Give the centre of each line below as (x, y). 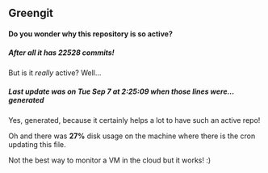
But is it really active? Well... (55, 73)
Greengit (31, 13)
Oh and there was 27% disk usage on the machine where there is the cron (132, 136)
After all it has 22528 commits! (61, 53)
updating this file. (37, 144)
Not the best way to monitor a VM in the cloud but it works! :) (110, 160)
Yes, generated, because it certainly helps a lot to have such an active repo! (134, 120)
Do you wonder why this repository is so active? (91, 34)
